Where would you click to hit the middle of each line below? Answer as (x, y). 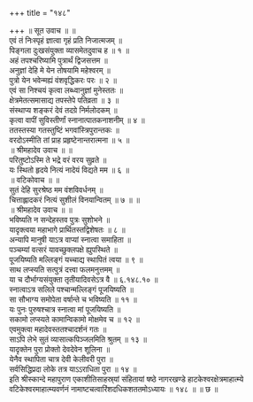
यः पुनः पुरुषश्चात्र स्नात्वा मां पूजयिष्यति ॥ (65, 309)
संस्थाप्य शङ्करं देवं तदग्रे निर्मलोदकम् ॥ (63, 110)
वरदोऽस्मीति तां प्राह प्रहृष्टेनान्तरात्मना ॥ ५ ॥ (69, 140)
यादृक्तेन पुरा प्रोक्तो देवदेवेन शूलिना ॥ (60, 349)
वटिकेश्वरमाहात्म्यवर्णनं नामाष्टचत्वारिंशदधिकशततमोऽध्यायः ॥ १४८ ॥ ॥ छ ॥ (114, 389)
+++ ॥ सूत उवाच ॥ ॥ (42, 31)
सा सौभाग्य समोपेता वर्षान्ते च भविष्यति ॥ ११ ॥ (73, 299)
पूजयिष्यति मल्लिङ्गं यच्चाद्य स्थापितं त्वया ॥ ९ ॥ (76, 259)
